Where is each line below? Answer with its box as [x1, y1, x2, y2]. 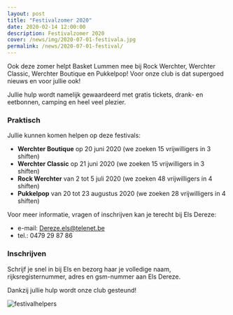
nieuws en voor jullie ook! [7, 77, 81, 85]
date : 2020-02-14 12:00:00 [7, 23, 86, 30]
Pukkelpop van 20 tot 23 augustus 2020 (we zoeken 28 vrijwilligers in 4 [17, 190, 226, 198]
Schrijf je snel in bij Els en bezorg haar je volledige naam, [7, 265, 171, 273]
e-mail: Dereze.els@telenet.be [17, 224, 105, 232]
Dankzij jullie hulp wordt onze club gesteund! [7, 286, 137, 294]
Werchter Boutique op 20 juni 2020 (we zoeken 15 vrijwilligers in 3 [17, 145, 211, 153]
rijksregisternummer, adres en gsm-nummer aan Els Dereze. [7, 272, 181, 281]
